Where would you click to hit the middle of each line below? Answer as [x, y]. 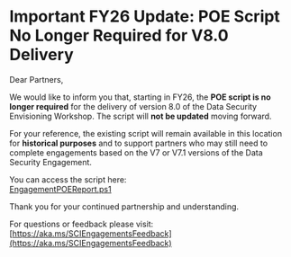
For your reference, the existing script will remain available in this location [145, 133]
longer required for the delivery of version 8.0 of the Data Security [133, 106]
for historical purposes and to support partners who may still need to [139, 143]
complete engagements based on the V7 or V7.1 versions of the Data [136, 152]
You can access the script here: [68, 179]
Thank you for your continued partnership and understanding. [124, 206]
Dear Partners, [36, 79]
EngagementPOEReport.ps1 [60, 189]
